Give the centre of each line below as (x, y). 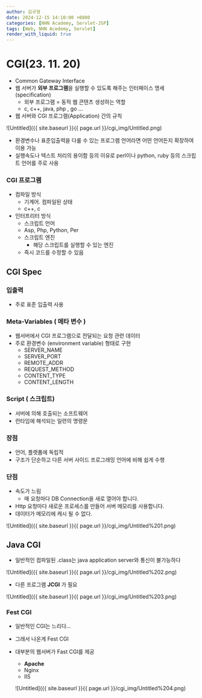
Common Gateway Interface (50, 81)
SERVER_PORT (43, 357)
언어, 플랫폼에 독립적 (39, 452)
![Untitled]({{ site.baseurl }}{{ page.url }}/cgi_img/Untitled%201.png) (91, 526)
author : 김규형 (24, 12)
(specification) (33, 95)
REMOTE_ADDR (43, 363)
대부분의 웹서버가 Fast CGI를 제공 (55, 652)
